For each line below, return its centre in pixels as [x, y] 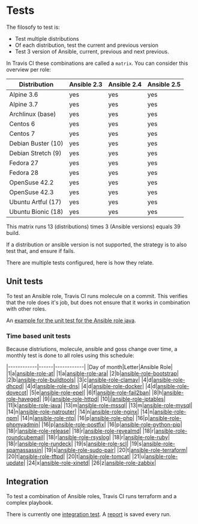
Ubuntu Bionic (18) [36, 212]
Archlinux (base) [33, 114]
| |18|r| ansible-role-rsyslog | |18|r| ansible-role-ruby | [106, 437]
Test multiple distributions [47, 38]
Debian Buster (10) [36, 143]
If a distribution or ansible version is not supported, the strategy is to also [97, 245]
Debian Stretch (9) [35, 153]
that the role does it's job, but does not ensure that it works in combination [98, 302]
